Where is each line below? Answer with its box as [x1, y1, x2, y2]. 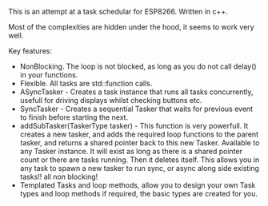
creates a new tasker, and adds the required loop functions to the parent [19, 129, 258, 139]
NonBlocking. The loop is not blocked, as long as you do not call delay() [19, 61, 258, 71]
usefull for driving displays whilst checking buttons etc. [19, 96, 202, 105]
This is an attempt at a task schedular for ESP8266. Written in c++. [8, 7, 228, 16]
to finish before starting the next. [19, 113, 129, 122]
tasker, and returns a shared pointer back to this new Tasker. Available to [19, 138, 260, 147]
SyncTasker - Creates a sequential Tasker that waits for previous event [19, 104, 254, 113]
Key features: [8, 46, 52, 55]
